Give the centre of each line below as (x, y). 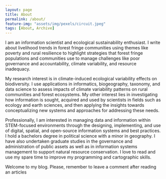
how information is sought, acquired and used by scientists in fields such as (83, 100)
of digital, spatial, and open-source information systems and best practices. (83, 131)
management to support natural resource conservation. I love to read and (81, 152)
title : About (19, 14)
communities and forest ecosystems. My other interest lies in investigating (82, 95)
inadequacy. (18, 69)
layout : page (19, 10)
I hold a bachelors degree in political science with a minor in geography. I (80, 136)
